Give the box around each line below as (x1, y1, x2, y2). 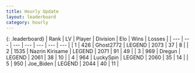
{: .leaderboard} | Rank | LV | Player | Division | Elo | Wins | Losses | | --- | (6, 36, 183, 43)
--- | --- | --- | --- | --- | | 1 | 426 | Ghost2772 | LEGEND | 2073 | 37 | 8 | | (12, 41, 189, 48)
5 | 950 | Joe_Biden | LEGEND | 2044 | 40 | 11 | (6, 60, 119, 67)
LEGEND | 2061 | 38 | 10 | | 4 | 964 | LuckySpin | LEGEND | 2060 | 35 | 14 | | (6, 54, 189, 61)
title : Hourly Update (6, 8, 59, 15)
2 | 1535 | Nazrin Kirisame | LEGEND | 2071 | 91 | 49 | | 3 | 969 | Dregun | (6, 48, 180, 55)
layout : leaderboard (6, 14, 57, 20)
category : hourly (6, 19, 49, 25)
